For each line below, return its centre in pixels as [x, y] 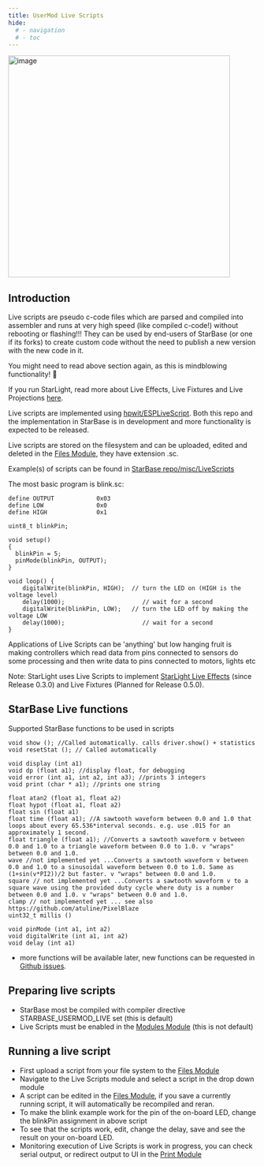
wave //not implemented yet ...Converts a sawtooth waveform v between [128, 860]
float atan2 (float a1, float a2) [65, 798]
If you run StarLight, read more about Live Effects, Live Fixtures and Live [126, 390]
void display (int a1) [45, 763]
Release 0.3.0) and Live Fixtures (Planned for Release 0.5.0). [106, 685]
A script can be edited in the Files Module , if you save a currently [125, 1095]
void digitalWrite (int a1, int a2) [68, 936]
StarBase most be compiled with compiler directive [102, 1009]
